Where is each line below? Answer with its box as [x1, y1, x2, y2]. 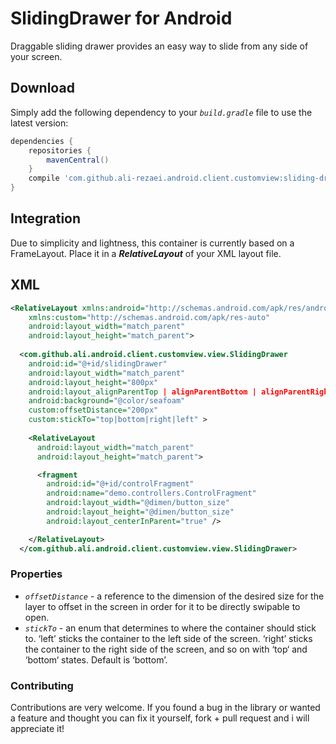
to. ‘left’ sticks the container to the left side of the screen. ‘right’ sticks [24, 632, 313, 644]
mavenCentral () [46, 155, 110, 165]
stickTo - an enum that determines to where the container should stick [24, 622, 317, 634]
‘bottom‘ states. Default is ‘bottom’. [24, 653, 168, 666]
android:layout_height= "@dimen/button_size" [46, 507, 235, 517]
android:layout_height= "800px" [28, 377, 159, 387]
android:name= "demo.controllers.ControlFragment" [46, 488, 257, 499]
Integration [10, 210, 82, 227]
